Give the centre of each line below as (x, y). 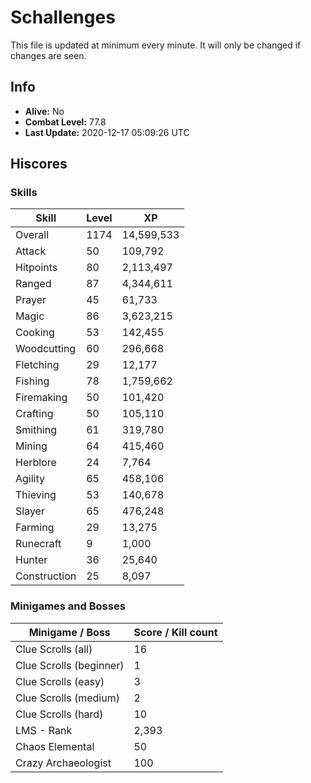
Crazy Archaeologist (63, 763)
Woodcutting (46, 349)
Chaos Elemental (55, 746)
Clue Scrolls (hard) (59, 714)
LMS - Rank (44, 730)
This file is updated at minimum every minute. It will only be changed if (156, 45)
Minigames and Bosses (68, 606)
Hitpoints (36, 268)
